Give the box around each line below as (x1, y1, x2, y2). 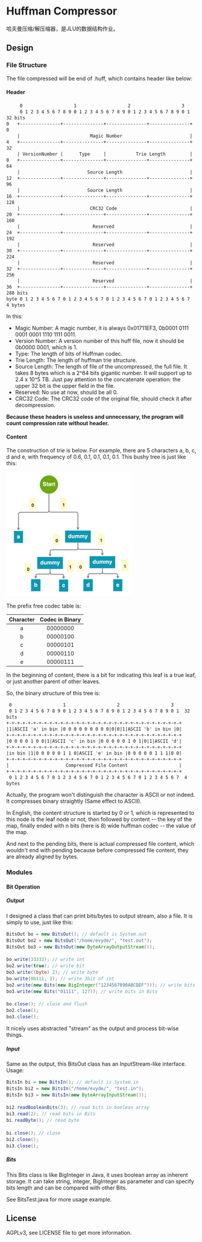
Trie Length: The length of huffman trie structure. (14, 356, 137, 364)
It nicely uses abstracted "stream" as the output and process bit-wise (6, 1025, 179, 1032)
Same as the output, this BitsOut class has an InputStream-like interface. (6, 1060, 186, 1067)
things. (6, 1031, 24, 1038)
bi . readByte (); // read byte (6, 1118, 80, 1124)
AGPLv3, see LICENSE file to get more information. (6, 1229, 132, 1237)
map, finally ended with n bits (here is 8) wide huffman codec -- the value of (6, 822, 196, 829)
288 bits (6, 290, 28, 296)
